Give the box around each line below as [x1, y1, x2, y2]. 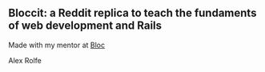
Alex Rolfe [8, 55, 42, 65]
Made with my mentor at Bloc [8, 40, 106, 50]
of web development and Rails [8, 19, 163, 33]
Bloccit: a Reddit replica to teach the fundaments [8, 6, 257, 20]
